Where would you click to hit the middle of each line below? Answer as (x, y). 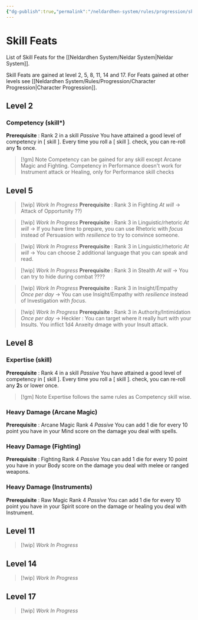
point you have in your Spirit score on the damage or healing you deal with (96, 506)
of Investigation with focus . (53, 301)
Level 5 (20, 190)
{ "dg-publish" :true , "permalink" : (47, 12)
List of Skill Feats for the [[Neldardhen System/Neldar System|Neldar (90, 57)
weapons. (18, 472)
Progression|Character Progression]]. (52, 87)
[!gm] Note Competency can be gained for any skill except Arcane (101, 159)
